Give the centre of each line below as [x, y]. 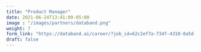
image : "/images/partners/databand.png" [59, 23]
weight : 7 [19, 28]
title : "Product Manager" [38, 12]
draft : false [22, 39]
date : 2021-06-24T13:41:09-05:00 [48, 17]
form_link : [20, 34]
